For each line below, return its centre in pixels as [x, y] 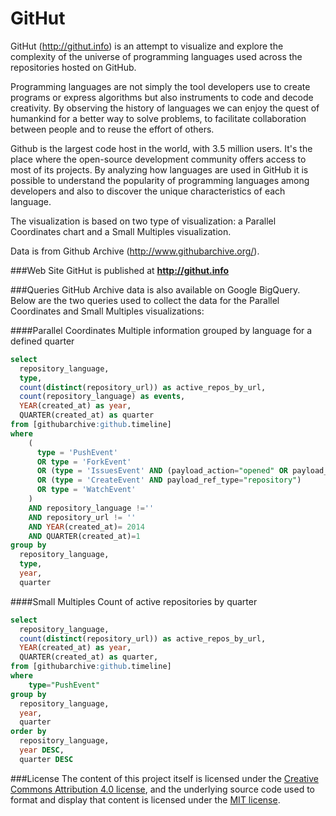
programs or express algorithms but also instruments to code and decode [162, 97]
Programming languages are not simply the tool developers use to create [160, 86]
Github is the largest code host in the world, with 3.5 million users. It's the [161, 148]
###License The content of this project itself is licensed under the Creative [164, 778]
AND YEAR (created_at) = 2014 [86, 527]
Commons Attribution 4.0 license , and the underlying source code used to [163, 789]
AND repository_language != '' [91, 508]
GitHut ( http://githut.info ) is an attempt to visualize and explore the [147, 46]
